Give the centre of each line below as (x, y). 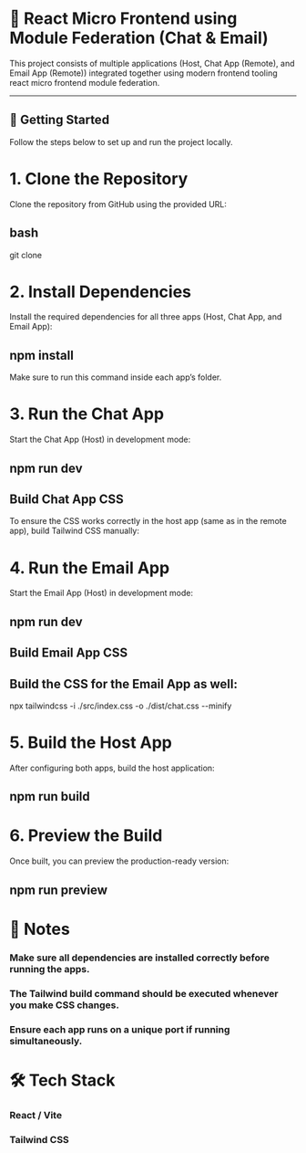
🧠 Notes (40, 929)
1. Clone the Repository (99, 178)
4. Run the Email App (90, 567)
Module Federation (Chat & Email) (139, 38)
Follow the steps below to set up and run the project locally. (121, 142)
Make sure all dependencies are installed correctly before (140, 958)
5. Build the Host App (91, 743)
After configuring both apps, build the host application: (112, 768)
